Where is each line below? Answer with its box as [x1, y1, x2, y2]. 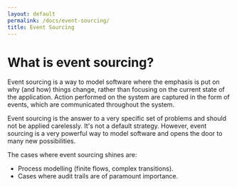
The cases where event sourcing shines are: [7, 151, 137, 159]
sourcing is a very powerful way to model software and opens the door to [7, 129, 223, 138]
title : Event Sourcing [7, 23, 75, 31]
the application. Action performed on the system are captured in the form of [7, 93, 230, 102]
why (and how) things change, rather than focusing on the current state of [7, 85, 226, 94]
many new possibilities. [7, 137, 76, 146]
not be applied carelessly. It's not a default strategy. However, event [7, 122, 207, 130]
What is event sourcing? [7, 54, 154, 70]
